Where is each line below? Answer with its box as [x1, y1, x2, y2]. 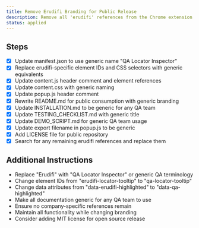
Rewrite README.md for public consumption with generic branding [14, 97, 179, 104]
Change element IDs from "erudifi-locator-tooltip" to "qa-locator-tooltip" [14, 177, 192, 184]
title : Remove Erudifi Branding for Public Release [6, 8, 137, 15]
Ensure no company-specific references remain [14, 202, 132, 210]
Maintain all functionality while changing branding [14, 208, 137, 216]
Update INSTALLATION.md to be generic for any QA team [14, 104, 156, 111]
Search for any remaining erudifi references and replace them [14, 137, 166, 144]
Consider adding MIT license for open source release [14, 215, 146, 222]
